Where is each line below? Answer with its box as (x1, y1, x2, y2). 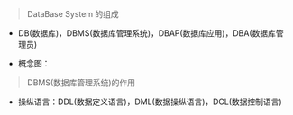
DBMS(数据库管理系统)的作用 (26, 77, 135, 88)
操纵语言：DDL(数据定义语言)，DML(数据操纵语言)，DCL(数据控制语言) (17, 96, 282, 107)
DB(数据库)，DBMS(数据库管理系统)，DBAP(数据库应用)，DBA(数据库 (17, 28, 277, 39)
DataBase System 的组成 (26, 9, 119, 19)
